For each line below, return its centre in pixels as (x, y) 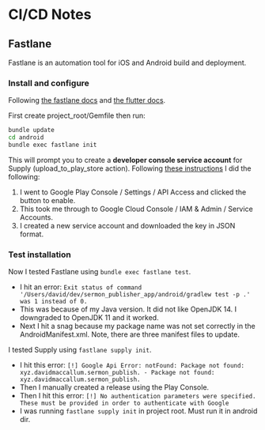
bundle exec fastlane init (53, 145)
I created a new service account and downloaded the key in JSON (127, 225)
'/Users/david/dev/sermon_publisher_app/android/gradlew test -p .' (135, 295)
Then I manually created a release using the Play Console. (114, 387)
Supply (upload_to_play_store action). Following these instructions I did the (130, 168)
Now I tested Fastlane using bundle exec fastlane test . (100, 272)
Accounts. (36, 217)
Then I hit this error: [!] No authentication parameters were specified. (138, 396)
